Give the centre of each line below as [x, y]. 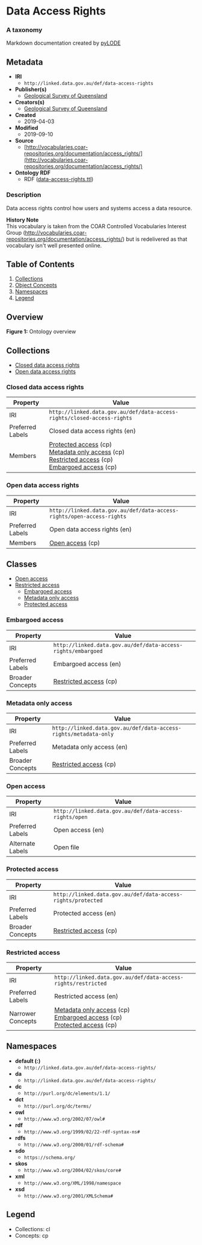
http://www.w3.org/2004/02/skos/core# [72, 1170]
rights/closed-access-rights [90, 418]
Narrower [23, 1013]
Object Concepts [36, 285]
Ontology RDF [33, 173]
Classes [22, 565]
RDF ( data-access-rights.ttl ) [59, 179]
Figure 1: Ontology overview [41, 332]
